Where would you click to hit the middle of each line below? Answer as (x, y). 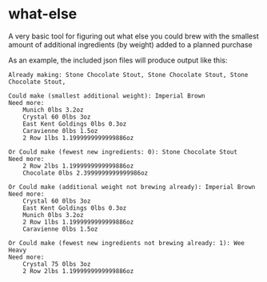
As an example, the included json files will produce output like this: (118, 60)
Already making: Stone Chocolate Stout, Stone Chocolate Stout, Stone (128, 75)
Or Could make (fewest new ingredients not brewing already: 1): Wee (127, 243)
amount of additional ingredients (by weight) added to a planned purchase (131, 44)
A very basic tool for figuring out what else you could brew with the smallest (133, 36)
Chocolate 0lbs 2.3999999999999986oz (86, 173)
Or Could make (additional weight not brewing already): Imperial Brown (132, 187)
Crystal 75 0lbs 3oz (57, 264)
